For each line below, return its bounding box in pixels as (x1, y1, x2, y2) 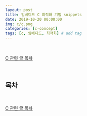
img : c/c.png (5, 21, 33, 27)
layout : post (5, 7, 33, 13)
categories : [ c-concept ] (5, 26, 58, 31)
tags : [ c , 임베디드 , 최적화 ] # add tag (5, 31, 82, 36)
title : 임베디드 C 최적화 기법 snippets (5, 12, 82, 17)
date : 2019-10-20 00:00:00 (5, 17, 62, 22)
